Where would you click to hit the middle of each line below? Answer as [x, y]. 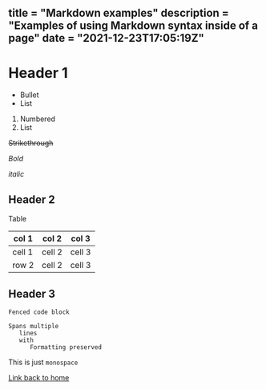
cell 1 [23, 252]
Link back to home [39, 377]
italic [16, 174]
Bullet [29, 95]
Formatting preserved [66, 347]
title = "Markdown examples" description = [119, 13]
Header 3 [32, 293]
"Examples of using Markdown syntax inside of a [133, 26]
